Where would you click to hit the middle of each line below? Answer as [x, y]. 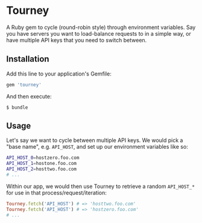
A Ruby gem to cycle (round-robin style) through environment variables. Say [101, 27]
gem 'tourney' [24, 85]
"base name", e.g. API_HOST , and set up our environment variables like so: [97, 147]
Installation [28, 59]
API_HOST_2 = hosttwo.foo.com [42, 169]
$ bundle [17, 107]
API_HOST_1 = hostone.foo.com [42, 164]
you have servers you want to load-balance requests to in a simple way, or [99, 33]
